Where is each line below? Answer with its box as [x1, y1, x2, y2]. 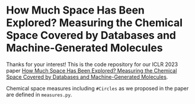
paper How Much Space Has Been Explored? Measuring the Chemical [6, 67, 177, 74]
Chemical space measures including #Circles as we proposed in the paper [6, 84, 189, 92]
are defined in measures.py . [6, 91, 72, 98]
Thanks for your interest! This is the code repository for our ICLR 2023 [6, 60, 178, 68]
